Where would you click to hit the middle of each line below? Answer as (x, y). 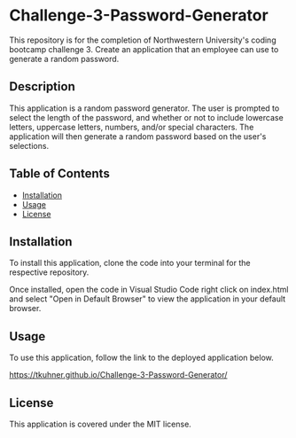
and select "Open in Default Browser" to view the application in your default (148, 299)
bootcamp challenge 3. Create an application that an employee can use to (144, 49)
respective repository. (49, 272)
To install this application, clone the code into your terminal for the (130, 263)
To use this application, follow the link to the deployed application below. (142, 358)
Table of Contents (60, 174)
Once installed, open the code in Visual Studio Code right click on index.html (149, 290)
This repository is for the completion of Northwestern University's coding (143, 40)
